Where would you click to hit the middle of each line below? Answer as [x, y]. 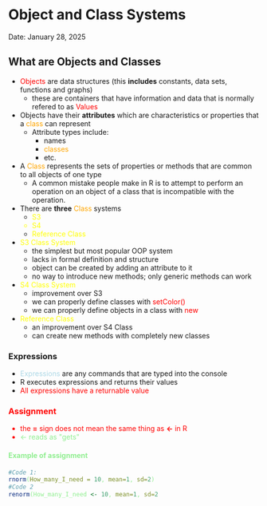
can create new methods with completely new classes [121, 335]
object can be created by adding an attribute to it [112, 267]
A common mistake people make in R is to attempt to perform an [137, 183]
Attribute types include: [70, 132]
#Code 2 [21, 487]
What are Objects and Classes [85, 62]
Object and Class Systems [97, 15]
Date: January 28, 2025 [47, 37]
